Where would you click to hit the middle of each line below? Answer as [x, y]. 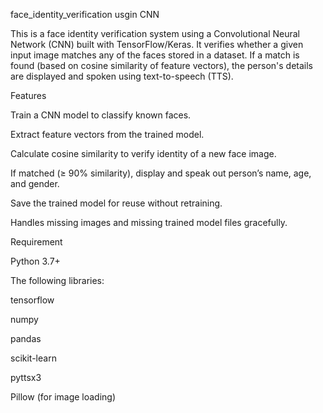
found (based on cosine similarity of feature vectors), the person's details [161, 65]
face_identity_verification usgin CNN [85, 14]
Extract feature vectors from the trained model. [107, 134]
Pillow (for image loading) [63, 397]
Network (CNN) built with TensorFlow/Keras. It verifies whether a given [157, 44]
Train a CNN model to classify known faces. [101, 115]
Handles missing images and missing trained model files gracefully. [149, 222]
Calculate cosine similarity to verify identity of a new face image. [143, 153]
